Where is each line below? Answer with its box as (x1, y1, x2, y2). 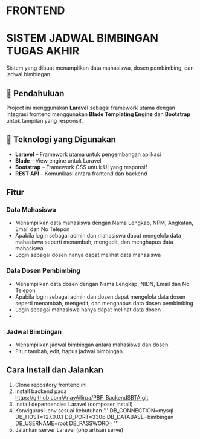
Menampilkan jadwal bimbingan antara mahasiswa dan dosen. (15, 341, 170, 348)
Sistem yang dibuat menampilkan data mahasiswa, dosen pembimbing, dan (6, 64, 195, 71)
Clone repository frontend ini (15, 381, 87, 388)
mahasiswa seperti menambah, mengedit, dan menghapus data (15, 238, 173, 246)
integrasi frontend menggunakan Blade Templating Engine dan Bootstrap (6, 110, 190, 118)
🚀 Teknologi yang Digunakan (6, 134, 117, 145)
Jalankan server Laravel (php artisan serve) (15, 426, 124, 433)
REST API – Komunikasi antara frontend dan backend (15, 170, 147, 177)
